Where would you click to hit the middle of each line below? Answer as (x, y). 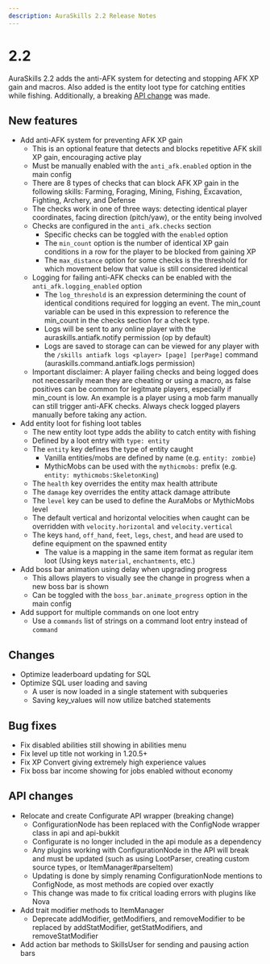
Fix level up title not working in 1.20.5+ (84, 754)
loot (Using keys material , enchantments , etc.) (120, 561)
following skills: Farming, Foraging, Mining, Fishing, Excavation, (137, 192)
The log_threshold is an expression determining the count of (145, 295)
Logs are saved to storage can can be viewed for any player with (152, 346)
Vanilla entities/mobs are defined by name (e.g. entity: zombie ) (150, 458)
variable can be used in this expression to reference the (137, 312)
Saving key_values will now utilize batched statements (121, 701)
